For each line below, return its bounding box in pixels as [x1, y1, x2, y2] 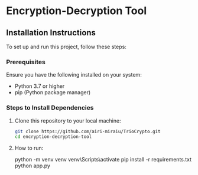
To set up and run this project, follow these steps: [6, 43, 127, 50]
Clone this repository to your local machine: [14, 117, 121, 124]
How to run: [14, 144, 44, 151]
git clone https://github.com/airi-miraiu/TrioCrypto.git [14, 128, 161, 134]
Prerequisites [6, 58, 46, 66]
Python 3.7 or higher [14, 82, 65, 90]
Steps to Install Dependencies [6, 104, 94, 112]
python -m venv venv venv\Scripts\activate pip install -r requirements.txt [14, 156, 192, 163]
